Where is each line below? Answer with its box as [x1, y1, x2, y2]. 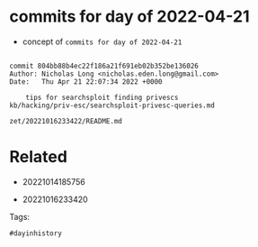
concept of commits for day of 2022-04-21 [22, 36, 182, 47]
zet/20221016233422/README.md [9, 116, 123, 125]
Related [9, 147, 67, 168]
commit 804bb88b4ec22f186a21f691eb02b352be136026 [9, 61, 200, 70]
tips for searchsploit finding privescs [25, 93, 179, 102]
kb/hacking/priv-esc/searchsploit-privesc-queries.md [9, 101, 216, 110]
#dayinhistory [9, 228, 63, 238]
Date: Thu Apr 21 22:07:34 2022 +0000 [9, 77, 164, 87]
